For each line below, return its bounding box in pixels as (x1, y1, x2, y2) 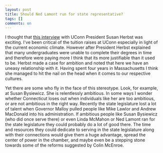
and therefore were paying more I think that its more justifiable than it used (5, 55, 155, 61)
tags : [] (5, 16, 23, 21)
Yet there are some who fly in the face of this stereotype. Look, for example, (5, 85, 159, 91)
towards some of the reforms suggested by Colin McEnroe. (5, 142, 124, 148)
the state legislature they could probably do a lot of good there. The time (5, 122, 151, 128)
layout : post (5, 7, 32, 12)
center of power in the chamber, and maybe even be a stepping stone (5, 137, 145, 143)
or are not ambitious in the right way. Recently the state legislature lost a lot (5, 101, 157, 107)
